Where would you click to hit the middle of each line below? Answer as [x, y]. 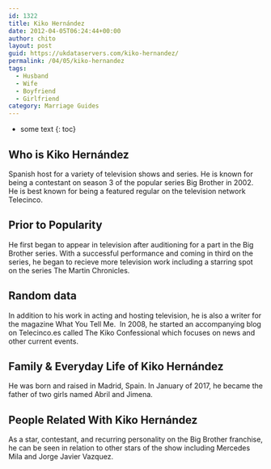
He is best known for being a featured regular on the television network [127, 191]
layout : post [30, 46]
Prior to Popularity [55, 225]
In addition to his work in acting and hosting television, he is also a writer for [135, 315]
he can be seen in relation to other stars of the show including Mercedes [129, 448]
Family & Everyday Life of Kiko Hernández [116, 366]
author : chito [32, 38]
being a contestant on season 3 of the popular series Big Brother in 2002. [131, 182]
